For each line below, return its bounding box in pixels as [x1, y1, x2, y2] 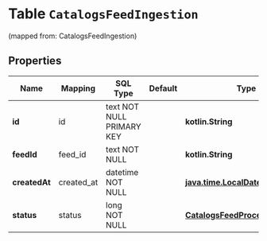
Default [149, 83, 178, 94]
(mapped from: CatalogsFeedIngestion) [8, 31, 137, 41]
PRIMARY [106, 121, 141, 132]
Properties [8, 54, 62, 68]
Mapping [60, 83, 96, 94]
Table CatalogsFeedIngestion [8, 5, 199, 23]
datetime [106, 166, 139, 177]
